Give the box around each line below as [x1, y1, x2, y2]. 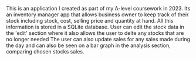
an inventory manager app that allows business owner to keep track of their [6, 11, 189, 18]
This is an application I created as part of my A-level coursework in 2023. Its [6, 5, 191, 12]
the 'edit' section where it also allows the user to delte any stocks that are [6, 30, 184, 37]
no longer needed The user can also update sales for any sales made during [6, 36, 191, 42]
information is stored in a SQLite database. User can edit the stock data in [6, 23, 185, 30]
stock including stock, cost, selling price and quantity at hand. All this [6, 17, 174, 24]
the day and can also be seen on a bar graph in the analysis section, [6, 42, 171, 49]
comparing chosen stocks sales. [6, 48, 85, 55]
